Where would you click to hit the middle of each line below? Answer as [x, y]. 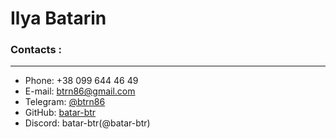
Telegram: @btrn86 [65, 102]
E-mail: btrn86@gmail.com [80, 91]
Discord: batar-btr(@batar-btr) [87, 123]
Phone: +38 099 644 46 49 [81, 81]
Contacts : [36, 50]
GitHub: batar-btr [60, 113]
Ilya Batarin [58, 18]
